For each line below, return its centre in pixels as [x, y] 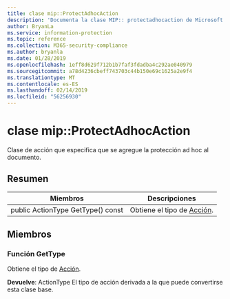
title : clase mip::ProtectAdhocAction [63, 13]
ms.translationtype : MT [41, 78]
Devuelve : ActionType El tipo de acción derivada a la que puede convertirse [115, 282]
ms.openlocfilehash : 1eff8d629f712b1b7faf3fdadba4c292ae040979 [100, 65]
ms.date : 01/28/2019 [37, 59]
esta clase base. [30, 289]
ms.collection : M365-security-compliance [67, 45]
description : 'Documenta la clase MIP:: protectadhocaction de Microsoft [115, 20]
